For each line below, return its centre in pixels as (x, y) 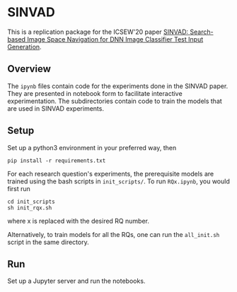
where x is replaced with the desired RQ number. (79, 221)
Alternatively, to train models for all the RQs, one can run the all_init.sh (114, 234)
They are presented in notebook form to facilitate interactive (95, 93)
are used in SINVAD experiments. (56, 108)
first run (19, 188)
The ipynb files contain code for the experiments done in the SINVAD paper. (118, 86)
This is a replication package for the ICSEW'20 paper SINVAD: (98, 32)
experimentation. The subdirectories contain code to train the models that (115, 101)
